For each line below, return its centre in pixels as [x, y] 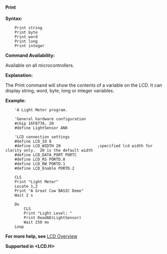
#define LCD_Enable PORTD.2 [44, 169]
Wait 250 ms [37, 222]
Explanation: [19, 75]
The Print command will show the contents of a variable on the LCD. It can [84, 85]
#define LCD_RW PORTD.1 [40, 164]
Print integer [30, 46]
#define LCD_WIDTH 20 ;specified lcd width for [84, 146]
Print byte [26, 33]
